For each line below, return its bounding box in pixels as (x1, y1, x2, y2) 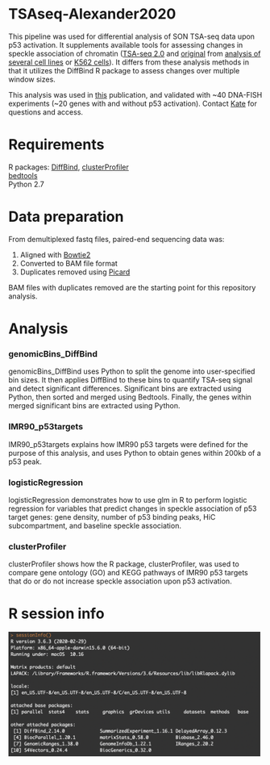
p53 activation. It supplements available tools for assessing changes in (8, 40, 243, 49)
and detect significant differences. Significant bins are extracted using (8, 384, 242, 394)
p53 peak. (8, 457, 42, 466)
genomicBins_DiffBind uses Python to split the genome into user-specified (8, 366, 255, 376)
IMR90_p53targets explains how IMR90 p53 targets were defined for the (8, 439, 248, 449)
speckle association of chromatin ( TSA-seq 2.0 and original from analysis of (8, 48, 261, 58)
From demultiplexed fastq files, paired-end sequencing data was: (8, 234, 225, 244)
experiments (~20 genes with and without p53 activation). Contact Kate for (8, 98, 258, 108)
